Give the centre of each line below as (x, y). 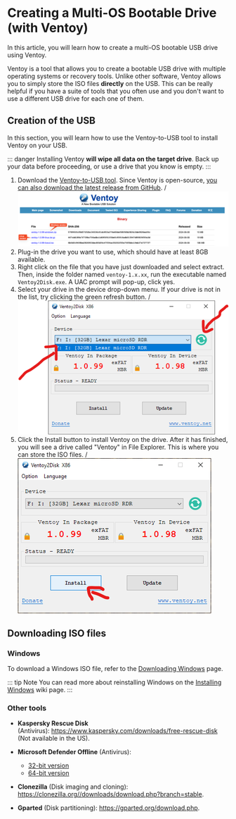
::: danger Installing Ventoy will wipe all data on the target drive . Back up (113, 159)
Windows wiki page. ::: (40, 690)
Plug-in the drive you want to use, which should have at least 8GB (113, 252)
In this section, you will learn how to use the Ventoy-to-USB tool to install (113, 137)
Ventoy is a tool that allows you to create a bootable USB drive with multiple (117, 68)
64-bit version (48, 773)
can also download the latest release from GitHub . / (92, 187)
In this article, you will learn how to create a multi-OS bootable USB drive (113, 47)
